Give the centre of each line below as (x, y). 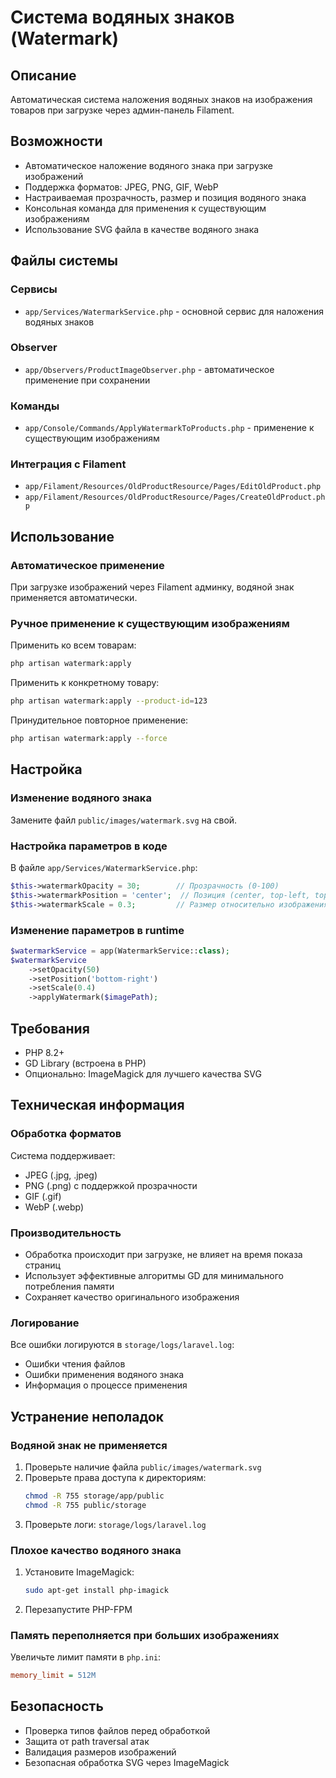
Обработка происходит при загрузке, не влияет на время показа (163, 1254)
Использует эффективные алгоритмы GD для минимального (154, 1275)
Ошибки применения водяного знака (104, 1375)
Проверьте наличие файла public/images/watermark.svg (143, 1467)
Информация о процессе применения (106, 1385)
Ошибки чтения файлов (75, 1364)
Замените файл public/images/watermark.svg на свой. (124, 820)
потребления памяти (69, 1286)
